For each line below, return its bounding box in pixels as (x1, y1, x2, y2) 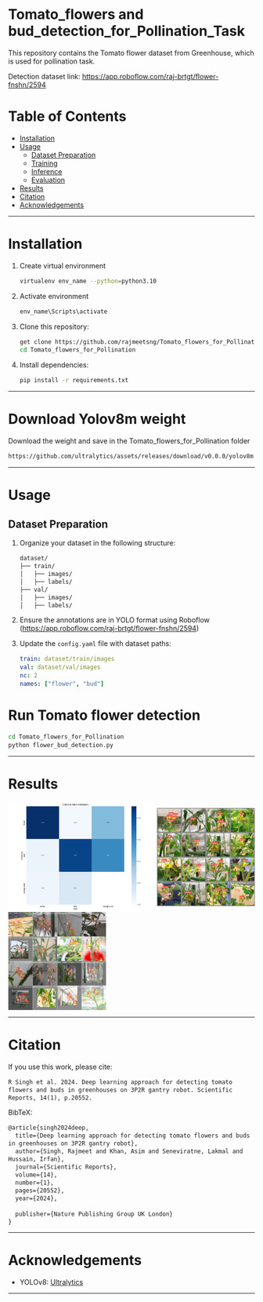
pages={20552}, (15, 1187, 65, 1194)
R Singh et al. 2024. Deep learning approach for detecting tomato (8, 1078, 233, 1086)
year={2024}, (15, 1194, 58, 1202)
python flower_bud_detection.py (8, 742, 113, 749)
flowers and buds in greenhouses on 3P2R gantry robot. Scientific (8, 1086, 233, 1094)
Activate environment (19, 291, 89, 301)
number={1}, (15, 1179, 55, 1187)
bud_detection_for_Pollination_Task (8, 22, 245, 40)
